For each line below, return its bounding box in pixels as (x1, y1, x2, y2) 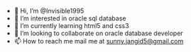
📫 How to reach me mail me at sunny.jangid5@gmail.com (13, 37, 184, 45)
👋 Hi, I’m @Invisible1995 (13, 7, 84, 15)
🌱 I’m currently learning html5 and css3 (13, 22, 129, 30)
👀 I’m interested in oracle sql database (13, 14, 126, 22)
